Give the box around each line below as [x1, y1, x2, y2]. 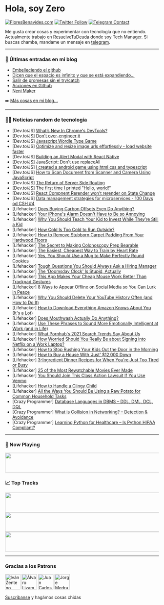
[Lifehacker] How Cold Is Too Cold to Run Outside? [12, 227, 115, 232]
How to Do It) [12, 300, 39, 305]
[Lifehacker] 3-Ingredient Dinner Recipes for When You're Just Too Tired [12, 356, 159, 363]
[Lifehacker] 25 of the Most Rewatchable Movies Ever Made [12, 367, 133, 373]
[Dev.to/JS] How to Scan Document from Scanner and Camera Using [12, 169, 151, 175]
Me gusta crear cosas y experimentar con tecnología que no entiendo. [5, 28, 146, 34]
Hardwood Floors [12, 237, 47, 243]
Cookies [12, 258, 29, 264]
